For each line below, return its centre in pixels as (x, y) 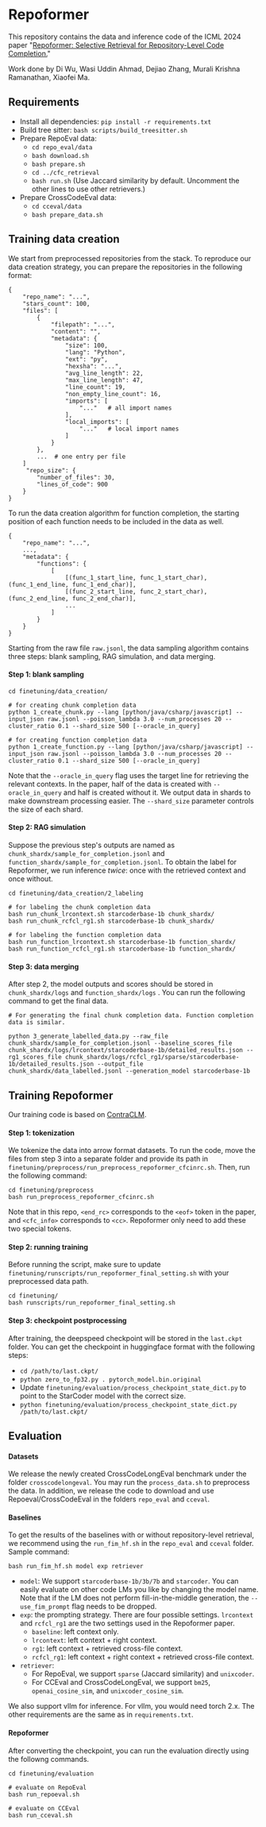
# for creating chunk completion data (72, 705)
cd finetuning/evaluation (51, 1773)
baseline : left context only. (75, 1632)
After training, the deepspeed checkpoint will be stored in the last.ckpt (125, 1338)
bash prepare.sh (58, 164)
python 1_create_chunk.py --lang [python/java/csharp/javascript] (120, 712)
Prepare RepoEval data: (58, 138)
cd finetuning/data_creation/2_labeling (76, 893)
